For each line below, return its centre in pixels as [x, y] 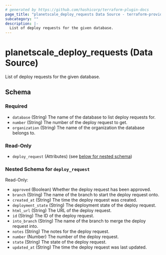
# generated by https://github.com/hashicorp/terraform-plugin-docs [77, 10]
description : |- [22, 23]
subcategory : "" [22, 19]
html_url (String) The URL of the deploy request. [62, 211]
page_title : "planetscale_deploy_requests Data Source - [65, 14]
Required [16, 106]
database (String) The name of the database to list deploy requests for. [84, 117]
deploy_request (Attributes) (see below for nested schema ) [72, 157]
